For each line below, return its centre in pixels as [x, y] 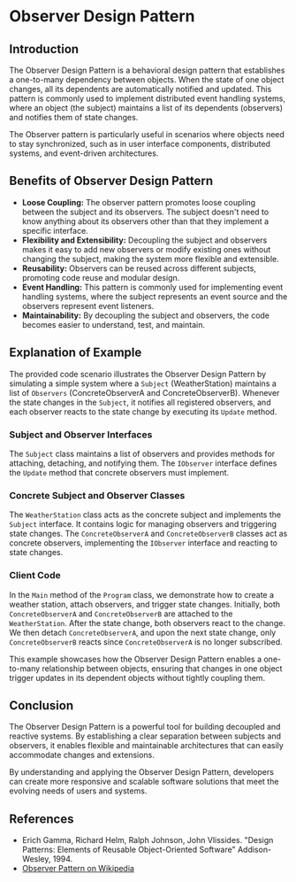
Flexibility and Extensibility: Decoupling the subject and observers [144, 240]
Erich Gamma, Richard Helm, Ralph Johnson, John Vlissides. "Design [148, 840]
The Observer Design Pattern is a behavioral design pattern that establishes [147, 70]
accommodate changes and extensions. [82, 755]
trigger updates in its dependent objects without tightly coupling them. [137, 677]
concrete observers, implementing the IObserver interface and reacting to [144, 543]
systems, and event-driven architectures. [84, 153]
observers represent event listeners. [88, 306]
